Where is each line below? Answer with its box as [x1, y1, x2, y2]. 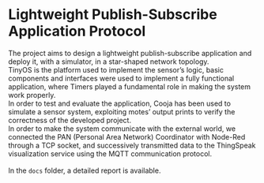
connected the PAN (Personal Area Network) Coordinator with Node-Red [8, 132, 246, 141]
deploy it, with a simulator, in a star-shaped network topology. [8, 57, 209, 66]
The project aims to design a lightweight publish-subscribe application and [8, 48, 252, 58]
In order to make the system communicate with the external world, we [8, 124, 236, 133]
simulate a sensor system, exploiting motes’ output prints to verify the [8, 106, 236, 116]
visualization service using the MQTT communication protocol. [8, 148, 212, 159]
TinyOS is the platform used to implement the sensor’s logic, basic [8, 65, 224, 74]
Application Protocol [8, 22, 146, 40]
